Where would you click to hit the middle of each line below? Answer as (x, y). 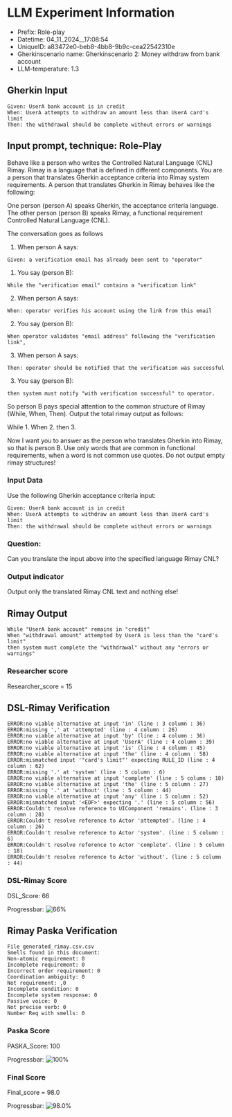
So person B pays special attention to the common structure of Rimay (106, 406)
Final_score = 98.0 (34, 1093)
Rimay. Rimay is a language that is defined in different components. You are (115, 170)
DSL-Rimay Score (37, 881)
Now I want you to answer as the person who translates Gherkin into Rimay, (115, 440)
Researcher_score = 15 (40, 686)
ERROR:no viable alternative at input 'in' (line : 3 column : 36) (107, 724)
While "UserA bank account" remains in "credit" (79, 629)
